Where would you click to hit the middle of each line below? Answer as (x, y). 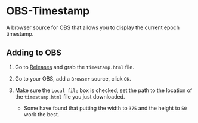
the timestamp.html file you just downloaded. (70, 96)
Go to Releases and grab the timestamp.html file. (74, 67)
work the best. (41, 114)
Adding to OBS (34, 53)
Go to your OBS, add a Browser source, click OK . (73, 78)
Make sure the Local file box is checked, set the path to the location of (103, 90)
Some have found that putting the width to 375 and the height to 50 (105, 108)
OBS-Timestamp (48, 11)
